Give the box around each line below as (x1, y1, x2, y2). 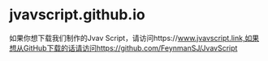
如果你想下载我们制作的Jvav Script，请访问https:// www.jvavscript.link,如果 (9, 33, 259, 43)
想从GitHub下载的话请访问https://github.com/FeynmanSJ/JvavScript (9, 43, 238, 53)
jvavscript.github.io (9, 6, 145, 24)
